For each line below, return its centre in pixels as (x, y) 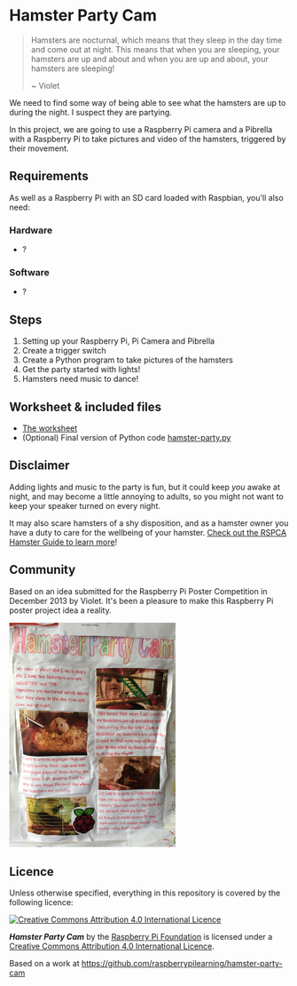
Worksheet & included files (86, 406)
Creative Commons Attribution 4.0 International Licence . (112, 946)
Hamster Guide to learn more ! (63, 542)
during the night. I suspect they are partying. (91, 112)
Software (30, 272)
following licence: (41, 903)
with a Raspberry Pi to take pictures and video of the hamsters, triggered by (148, 139)
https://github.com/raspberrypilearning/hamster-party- (182, 964)
